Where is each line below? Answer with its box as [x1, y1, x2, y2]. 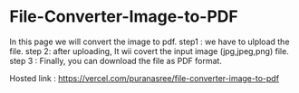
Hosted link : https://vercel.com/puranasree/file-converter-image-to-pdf [9, 72, 279, 83]
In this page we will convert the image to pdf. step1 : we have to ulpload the [9, 36, 290, 47]
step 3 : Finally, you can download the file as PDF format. [9, 55, 222, 66]
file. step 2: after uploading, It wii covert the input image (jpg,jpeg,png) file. [9, 45, 290, 56]
